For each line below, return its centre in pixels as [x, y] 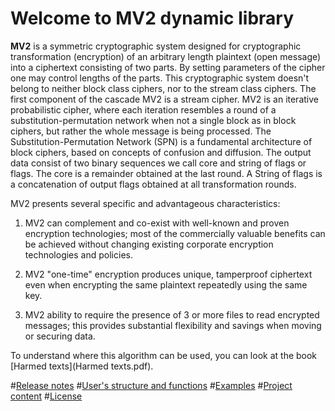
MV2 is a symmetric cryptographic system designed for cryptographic [156, 46]
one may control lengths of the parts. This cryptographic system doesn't [160, 78]
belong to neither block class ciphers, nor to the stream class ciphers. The [163, 88]
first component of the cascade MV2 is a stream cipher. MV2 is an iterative [164, 99]
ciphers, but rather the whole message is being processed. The [141, 131]
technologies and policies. [78, 254]
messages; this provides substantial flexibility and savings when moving [173, 325]
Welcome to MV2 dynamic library [152, 18]
